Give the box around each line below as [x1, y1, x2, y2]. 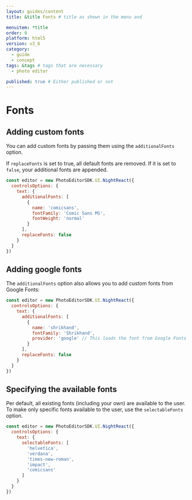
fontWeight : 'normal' [32, 216, 85, 222]
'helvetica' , [27, 445, 59, 451]
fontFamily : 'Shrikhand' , [32, 330, 95, 336]
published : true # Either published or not [6, 78, 114, 85]
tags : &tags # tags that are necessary [6, 63, 103, 68]
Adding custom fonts [6, 127, 85, 137]
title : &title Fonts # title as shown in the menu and [6, 14, 142, 20]
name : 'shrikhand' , [32, 325, 80, 330]
